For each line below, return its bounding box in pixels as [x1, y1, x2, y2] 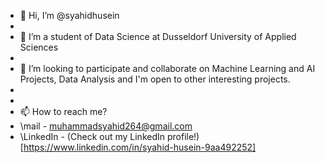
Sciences [19, 41, 59, 53]
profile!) [166, 131, 200, 142]
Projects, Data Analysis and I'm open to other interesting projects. [19, 73, 291, 85]
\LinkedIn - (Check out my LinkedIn [19, 131, 166, 142]
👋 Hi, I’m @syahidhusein [19, 10, 120, 21]
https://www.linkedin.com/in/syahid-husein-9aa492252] [23, 141, 257, 153]
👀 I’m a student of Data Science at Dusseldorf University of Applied [19, 31, 297, 42]
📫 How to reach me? [19, 106, 108, 117]
